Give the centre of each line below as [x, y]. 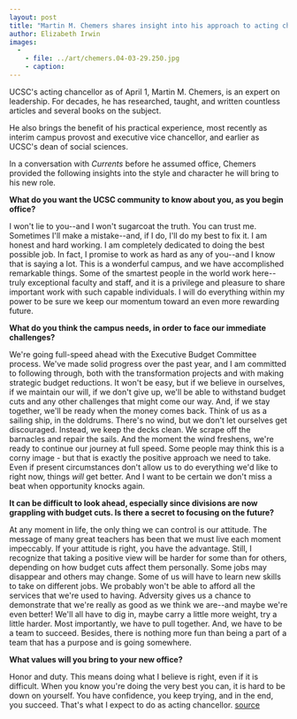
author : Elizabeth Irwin [55, 34]
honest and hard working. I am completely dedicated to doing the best [137, 245]
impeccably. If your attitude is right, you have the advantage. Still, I [130, 548]
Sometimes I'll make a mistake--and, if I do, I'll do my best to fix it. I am [138, 235]
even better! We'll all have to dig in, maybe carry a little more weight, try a [143, 614]
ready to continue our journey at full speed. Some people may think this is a [147, 448]
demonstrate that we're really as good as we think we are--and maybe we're [148, 604]
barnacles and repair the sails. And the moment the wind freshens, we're [141, 439]
